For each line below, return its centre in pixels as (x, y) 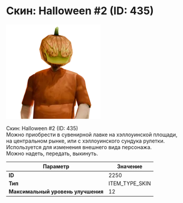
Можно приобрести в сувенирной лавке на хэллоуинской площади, (92, 134)
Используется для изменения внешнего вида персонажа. (79, 147)
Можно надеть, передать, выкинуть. (52, 153)
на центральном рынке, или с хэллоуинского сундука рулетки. (86, 141)
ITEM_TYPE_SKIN (130, 183)
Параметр (56, 166)
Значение (130, 166)
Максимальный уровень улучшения (56, 192)
